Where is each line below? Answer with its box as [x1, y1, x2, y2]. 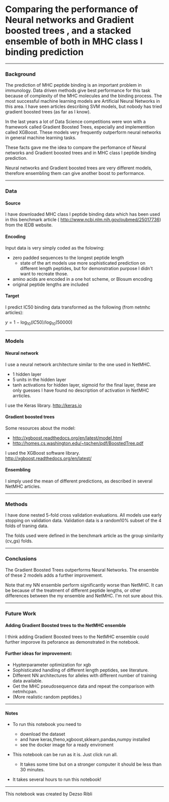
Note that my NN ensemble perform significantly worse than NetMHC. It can [5, 582, 163, 588]
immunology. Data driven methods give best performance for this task [5, 87, 151, 94]
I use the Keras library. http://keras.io [5, 402, 82, 408]
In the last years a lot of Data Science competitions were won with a [5, 118, 146, 125]
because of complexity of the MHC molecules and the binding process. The [5, 93, 162, 99]
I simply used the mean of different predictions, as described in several [5, 478, 152, 484]
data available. [12, 678, 43, 684]
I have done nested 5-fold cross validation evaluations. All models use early [5, 512, 162, 518]
